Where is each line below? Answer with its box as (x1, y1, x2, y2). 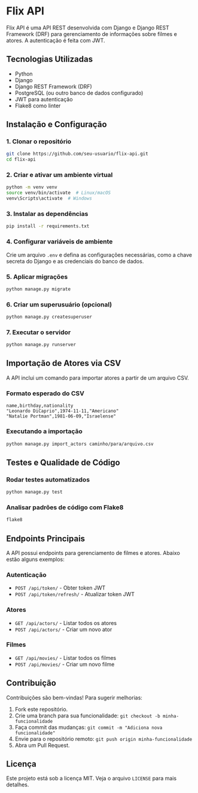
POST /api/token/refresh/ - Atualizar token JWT (14, 591, 135, 598)
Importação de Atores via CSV (6, 358, 121, 368)
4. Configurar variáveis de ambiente (6, 238, 113, 246)
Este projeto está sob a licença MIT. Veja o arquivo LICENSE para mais (6, 775, 177, 782)
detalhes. (6, 781, 29, 788)
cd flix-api (6, 157, 36, 163)
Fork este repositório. (14, 705, 68, 713)
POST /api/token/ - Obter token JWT (14, 584, 106, 591)
